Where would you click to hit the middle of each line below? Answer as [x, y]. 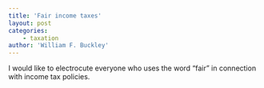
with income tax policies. [49, 77]
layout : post [30, 23]
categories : [28, 30]
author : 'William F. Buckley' [59, 46]
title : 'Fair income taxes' [55, 16]
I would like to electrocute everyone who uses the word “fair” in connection [132, 68]
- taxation [41, 38]
